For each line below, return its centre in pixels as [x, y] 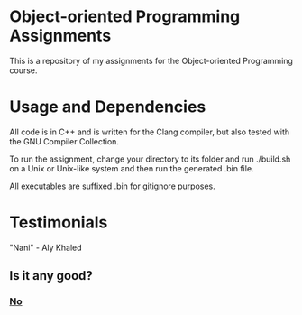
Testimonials [59, 222]
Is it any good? [51, 276]
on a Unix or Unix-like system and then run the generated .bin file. [132, 168]
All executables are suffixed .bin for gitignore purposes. [113, 186]
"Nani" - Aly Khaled [46, 247]
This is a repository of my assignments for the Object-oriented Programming [151, 60]
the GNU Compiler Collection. [64, 141]
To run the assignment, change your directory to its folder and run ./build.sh [150, 159]
